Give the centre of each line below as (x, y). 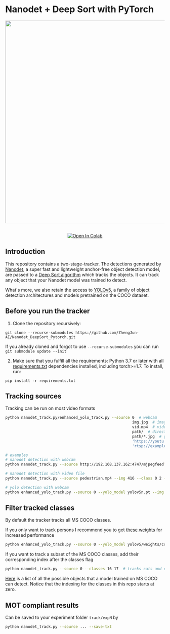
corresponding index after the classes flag (49, 560)
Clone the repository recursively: (47, 323)
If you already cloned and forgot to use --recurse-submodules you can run (82, 346)
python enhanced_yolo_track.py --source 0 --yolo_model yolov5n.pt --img (85, 492)
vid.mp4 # (143, 427)
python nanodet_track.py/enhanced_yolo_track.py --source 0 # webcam (81, 418)
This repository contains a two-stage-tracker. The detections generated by (83, 264)
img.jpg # (143, 422)
